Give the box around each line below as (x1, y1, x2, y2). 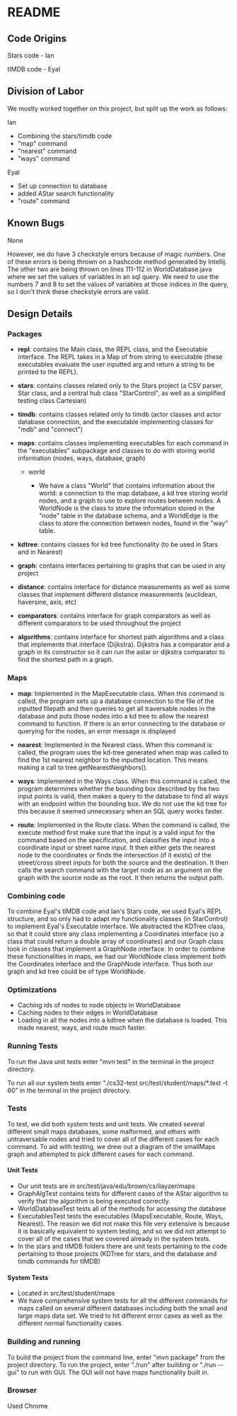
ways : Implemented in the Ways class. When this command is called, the (17, 777, 231, 785)
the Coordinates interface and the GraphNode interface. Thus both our (7, 959, 214, 968)
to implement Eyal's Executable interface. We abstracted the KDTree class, (7, 922, 225, 930)
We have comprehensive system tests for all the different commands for (17, 1296, 229, 1305)
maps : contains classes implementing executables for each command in (17, 439, 229, 447)
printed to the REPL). (17, 367, 79, 376)
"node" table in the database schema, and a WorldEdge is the (38, 511, 219, 520)
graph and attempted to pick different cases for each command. (7, 1150, 195, 1158)
